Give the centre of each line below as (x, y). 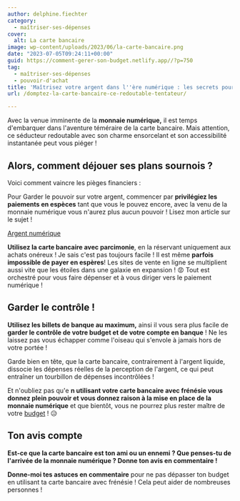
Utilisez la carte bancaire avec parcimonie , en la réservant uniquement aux (119, 247)
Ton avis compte (45, 436)
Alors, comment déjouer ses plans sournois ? (110, 165)
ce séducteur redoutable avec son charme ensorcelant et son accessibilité (117, 136)
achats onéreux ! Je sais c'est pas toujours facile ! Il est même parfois (111, 254)
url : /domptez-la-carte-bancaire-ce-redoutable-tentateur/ (97, 94)
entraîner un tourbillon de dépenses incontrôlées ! (81, 377)
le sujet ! (20, 219)
